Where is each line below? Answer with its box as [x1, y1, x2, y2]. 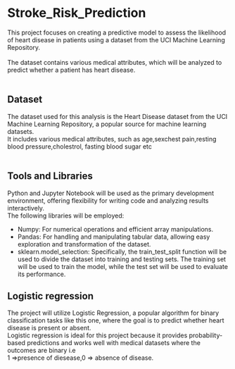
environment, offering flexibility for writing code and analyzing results [7, 196, 209, 205]
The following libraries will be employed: [7, 211, 125, 220]
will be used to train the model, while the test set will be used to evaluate [17, 262, 229, 270]
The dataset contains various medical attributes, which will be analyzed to [7, 58, 222, 66]
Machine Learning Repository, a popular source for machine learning [7, 120, 207, 128]
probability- [189, 331, 223, 339]
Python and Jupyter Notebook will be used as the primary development [7, 189, 215, 197]
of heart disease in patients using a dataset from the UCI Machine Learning [7, 35, 225, 44]
